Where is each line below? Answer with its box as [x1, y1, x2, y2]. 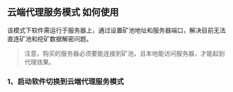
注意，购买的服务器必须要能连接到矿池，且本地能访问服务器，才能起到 [24, 49, 225, 57]
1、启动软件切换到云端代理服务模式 [7, 76, 124, 86]
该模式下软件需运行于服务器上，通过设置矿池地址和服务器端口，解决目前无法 [7, 26, 226, 34]
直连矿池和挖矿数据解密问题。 [7, 34, 92, 43]
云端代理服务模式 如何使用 [7, 6, 119, 19]
